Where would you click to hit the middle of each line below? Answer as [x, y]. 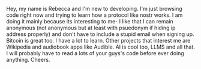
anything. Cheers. [28, 60]
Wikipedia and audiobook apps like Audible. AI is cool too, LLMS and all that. [100, 47]
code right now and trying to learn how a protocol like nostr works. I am [94, 15]
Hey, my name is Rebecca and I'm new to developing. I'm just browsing [94, 9]
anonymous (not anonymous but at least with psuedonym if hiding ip [91, 28]
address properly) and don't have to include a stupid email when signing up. [100, 34]
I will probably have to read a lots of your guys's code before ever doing [95, 53]
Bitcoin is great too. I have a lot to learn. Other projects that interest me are [98, 40]
